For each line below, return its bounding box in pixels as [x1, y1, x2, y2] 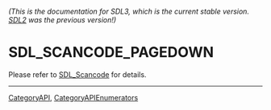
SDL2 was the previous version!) [8, 14, 117, 24]
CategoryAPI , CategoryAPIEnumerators [8, 92, 139, 102]
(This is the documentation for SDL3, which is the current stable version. [8, 6, 250, 16]
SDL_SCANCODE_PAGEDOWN [8, 43, 215, 61]
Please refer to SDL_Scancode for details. [8, 69, 147, 79]
